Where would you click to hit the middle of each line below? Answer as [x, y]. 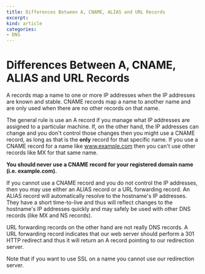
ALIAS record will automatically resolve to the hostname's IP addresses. [97, 196]
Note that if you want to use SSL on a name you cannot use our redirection [100, 259]
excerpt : [17, 18]
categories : [21, 29]
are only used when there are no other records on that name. [83, 108]
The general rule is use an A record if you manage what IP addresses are [98, 120]
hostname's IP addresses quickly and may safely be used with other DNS [99, 209]
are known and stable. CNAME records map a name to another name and [99, 102]
